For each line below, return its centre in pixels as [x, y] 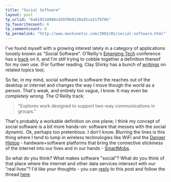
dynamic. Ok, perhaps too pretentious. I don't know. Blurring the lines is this [85, 132]
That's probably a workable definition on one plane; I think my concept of [83, 121]
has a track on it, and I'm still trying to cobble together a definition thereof [83, 59]
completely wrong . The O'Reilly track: [45, 96]
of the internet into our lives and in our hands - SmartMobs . [68, 148]
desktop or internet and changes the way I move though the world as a [80, 85]
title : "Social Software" [33, 10]
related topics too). [25, 70]
